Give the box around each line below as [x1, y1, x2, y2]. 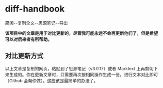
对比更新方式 [5, 52, 44, 60]
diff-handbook [5, 3, 65, 15]
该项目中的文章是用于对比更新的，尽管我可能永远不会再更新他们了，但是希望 [5, 30, 158, 36]
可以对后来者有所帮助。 [5, 36, 52, 42]
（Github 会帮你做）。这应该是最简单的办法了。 [5, 77, 98, 83]
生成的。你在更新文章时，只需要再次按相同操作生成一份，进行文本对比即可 [9, 72, 158, 77]
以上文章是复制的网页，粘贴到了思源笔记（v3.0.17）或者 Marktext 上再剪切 [5, 65, 154, 71]
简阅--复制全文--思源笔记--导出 [5, 20, 68, 26]
